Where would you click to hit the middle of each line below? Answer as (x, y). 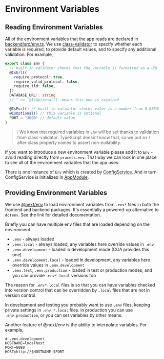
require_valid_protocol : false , (47, 82)
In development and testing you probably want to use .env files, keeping (78, 305)
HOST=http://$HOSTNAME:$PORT (35, 352)
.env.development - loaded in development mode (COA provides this (81, 250)
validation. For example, (29, 54)
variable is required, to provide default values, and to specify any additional (81, 49)
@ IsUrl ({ (18, 72)
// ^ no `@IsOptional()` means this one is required (64, 100)
